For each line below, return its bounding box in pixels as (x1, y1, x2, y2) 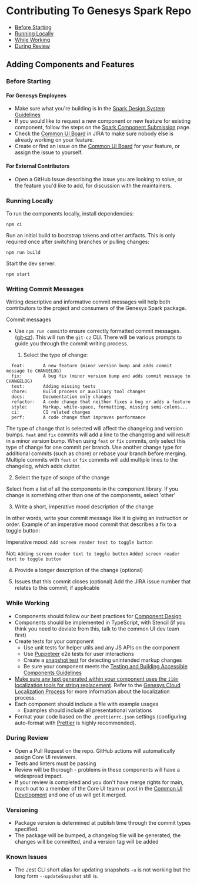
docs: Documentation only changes (11, 394, 112, 400)
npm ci (6, 221, 22, 227)
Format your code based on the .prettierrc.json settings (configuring (14, 713, 187, 720)
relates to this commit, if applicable (14, 584, 100, 592)
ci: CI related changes (11, 409, 91, 416)
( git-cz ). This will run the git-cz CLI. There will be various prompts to (14, 334, 182, 341)
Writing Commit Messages (6, 285, 84, 293)
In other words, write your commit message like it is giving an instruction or (6, 515, 188, 522)
